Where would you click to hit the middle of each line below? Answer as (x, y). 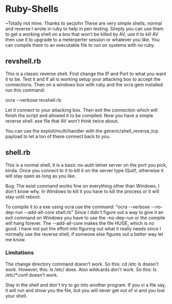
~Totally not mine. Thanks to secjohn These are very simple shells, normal (84, 23)
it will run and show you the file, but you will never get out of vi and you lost (85, 290)
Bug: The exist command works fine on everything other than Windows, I (82, 186)
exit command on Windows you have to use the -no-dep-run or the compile (85, 218)
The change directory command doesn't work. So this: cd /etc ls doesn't (82, 264)
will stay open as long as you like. (41, 176)
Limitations (20, 253)
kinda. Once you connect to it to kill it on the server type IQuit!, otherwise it (84, 170)
